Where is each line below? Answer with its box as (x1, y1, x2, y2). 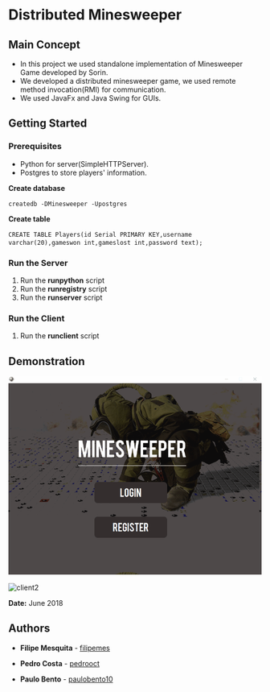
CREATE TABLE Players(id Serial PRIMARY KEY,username (8, 230, 193, 238)
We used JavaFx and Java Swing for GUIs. (19, 93, 162, 102)
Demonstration (8, 354, 86, 368)
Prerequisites (8, 141, 62, 152)
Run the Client (8, 313, 65, 324)
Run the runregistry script (19, 284, 108, 293)
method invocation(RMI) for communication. (19, 85, 166, 94)
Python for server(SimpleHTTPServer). (19, 159, 149, 168)
